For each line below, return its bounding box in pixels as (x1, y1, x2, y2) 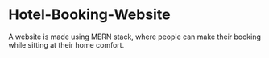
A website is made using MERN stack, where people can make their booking (8, 32, 262, 41)
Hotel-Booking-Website (8, 6, 171, 24)
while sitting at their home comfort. (8, 40, 125, 49)
